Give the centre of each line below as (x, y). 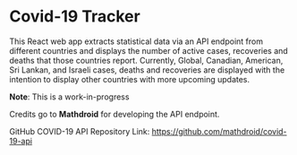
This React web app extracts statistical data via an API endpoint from (136, 41)
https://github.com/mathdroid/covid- (220, 131)
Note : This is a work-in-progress (69, 97)
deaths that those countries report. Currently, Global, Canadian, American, (146, 60)
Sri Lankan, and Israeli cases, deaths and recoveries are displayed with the (147, 70)
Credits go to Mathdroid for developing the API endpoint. (115, 114)
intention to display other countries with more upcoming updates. (130, 79)
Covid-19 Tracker (75, 17)
